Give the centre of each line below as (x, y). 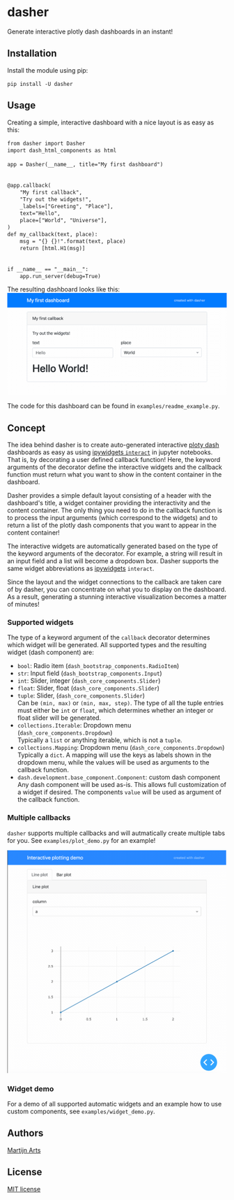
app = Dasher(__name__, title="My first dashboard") (85, 164)
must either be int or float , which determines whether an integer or (115, 711)
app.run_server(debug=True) (60, 276)
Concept (26, 428)
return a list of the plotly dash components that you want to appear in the (112, 526)
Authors (25, 1133)
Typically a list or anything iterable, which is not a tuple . (100, 740)
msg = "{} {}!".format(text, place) (73, 241)
